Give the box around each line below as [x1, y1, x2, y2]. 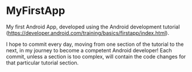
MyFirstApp [6, 4, 66, 17]
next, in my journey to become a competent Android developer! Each [6, 46, 172, 53]
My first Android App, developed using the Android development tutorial [6, 23, 180, 30]
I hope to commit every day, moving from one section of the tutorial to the [6, 41, 184, 48]
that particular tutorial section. [6, 59, 79, 66]
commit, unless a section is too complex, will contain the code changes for [6, 53, 186, 60]
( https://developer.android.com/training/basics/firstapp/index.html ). [6, 29, 170, 36]
